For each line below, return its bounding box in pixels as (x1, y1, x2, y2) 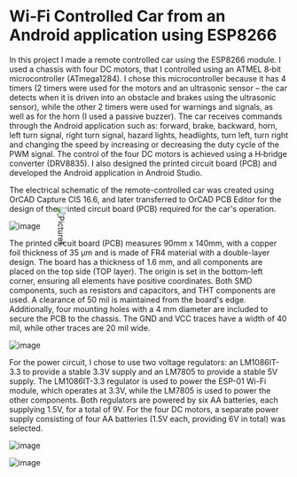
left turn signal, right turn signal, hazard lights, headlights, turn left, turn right (9, 129, 289, 140)
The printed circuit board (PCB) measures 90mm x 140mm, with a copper (9, 238, 277, 248)
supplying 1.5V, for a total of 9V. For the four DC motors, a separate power (9, 403, 279, 414)
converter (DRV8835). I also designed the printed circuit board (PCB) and (9, 158, 277, 168)
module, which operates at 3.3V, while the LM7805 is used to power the (9, 385, 271, 395)
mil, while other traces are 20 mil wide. (9, 322, 151, 333)
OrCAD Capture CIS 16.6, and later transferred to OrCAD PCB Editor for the (9, 193, 282, 205)
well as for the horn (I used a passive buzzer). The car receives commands (9, 111, 283, 121)
